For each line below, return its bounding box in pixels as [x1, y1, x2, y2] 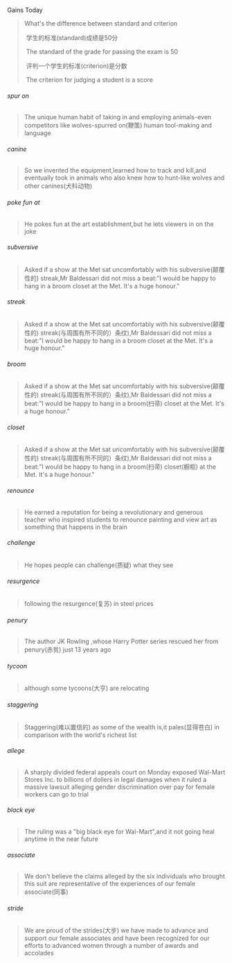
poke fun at [7, 198, 40, 207]
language [24, 129, 51, 137]
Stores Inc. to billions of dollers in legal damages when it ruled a [24, 775, 207, 783]
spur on [7, 92, 30, 100]
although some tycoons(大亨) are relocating [24, 684, 150, 693]
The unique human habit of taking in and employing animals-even [24, 113, 212, 121]
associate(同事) [24, 887, 69, 896]
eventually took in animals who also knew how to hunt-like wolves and [24, 173, 225, 182]
